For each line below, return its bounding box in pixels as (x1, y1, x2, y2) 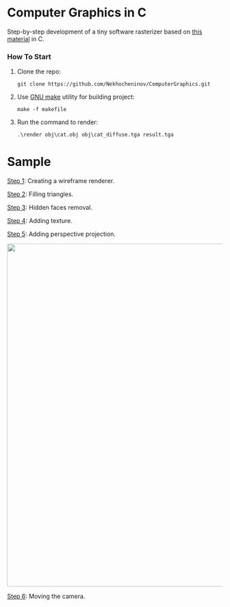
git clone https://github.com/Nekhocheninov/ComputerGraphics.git (16, 81, 211, 88)
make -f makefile (16, 106, 67, 113)
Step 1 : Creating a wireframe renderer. (7, 177, 115, 185)
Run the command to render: (16, 118, 99, 126)
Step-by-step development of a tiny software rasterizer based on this (7, 27, 203, 36)
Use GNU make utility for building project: (16, 93, 135, 101)
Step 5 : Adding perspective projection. (7, 230, 116, 238)
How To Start (7, 51, 51, 61)
